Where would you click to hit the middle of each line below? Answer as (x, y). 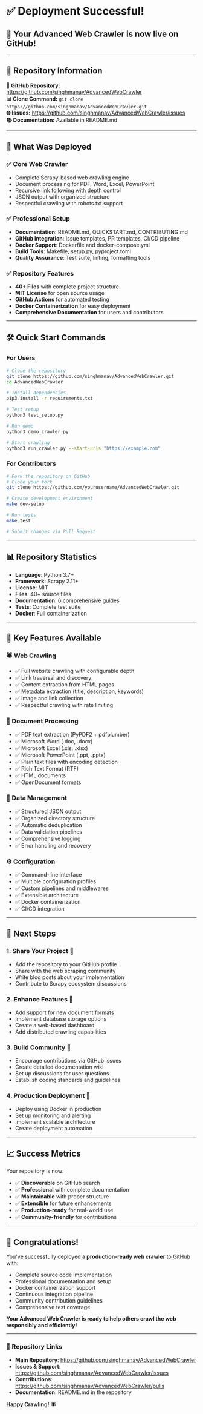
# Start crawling (28, 443)
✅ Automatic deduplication (48, 825)
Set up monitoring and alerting (53, 1115)
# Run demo (20, 426)
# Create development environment (50, 499)
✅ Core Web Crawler (37, 164)
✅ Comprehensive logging (48, 838)
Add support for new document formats (64, 1012)
